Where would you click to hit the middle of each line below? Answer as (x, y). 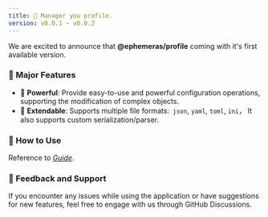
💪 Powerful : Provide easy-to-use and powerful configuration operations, (140, 92)
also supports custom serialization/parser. (89, 119)
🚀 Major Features (42, 75)
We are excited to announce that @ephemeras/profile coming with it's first (133, 46)
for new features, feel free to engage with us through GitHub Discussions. (130, 204)
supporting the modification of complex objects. (99, 101)
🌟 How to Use (35, 140)
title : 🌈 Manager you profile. (61, 16)
